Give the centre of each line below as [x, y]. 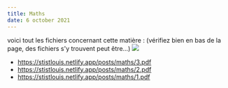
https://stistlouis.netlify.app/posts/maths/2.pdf [84, 69]
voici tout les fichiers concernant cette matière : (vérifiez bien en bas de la [114, 40]
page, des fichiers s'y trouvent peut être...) [69, 48]
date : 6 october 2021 [39, 20]
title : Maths [26, 14]
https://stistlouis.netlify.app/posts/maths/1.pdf [84, 77]
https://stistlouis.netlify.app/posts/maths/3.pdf [84, 62]
